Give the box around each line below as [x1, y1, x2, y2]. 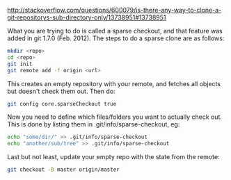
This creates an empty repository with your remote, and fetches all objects [7, 79, 221, 88]
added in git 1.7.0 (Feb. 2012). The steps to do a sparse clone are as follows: [7, 34, 225, 42]
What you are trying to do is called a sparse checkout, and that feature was [7, 27, 223, 35]
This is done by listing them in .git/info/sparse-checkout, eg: [7, 120, 180, 129]
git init [7, 60, 33, 67]
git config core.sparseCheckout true [7, 100, 117, 107]
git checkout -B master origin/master [7, 166, 120, 173]
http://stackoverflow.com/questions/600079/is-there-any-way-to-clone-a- [7, 6, 222, 14]
